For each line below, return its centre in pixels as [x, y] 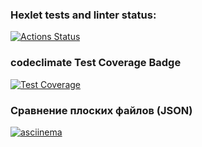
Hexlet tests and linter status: [83, 15]
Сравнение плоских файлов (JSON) [101, 110]
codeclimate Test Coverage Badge [96, 63]
